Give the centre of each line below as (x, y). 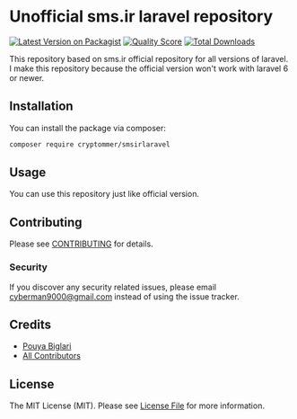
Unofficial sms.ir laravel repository (141, 17)
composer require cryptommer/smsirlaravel (90, 144)
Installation (41, 107)
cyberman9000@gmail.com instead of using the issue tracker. (124, 296)
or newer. (27, 77)
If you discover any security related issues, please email (113, 287)
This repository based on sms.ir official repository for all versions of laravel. (149, 58)
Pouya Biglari (47, 346)
